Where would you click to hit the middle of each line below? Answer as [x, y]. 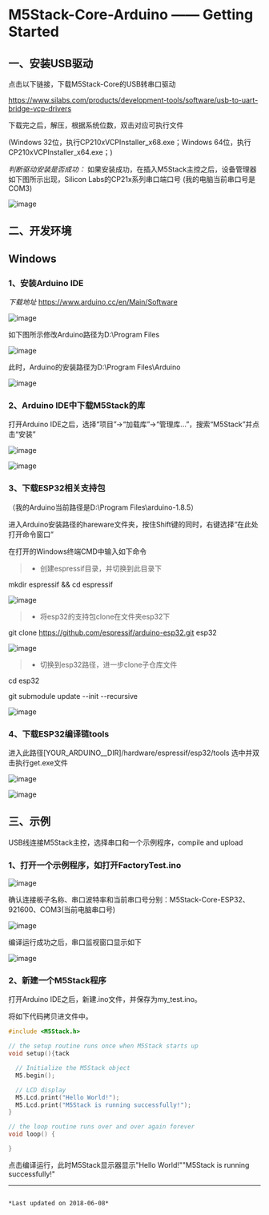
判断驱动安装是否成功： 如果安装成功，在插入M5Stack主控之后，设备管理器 [133, 169]
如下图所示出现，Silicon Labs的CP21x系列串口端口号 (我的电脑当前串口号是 [132, 179]
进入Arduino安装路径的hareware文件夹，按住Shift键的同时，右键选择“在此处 [133, 524]
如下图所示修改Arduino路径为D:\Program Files [84, 335]
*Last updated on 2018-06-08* [59, 1203]
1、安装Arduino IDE [46, 283]
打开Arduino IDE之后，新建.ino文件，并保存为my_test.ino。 [105, 999]
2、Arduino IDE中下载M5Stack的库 [77, 405]
